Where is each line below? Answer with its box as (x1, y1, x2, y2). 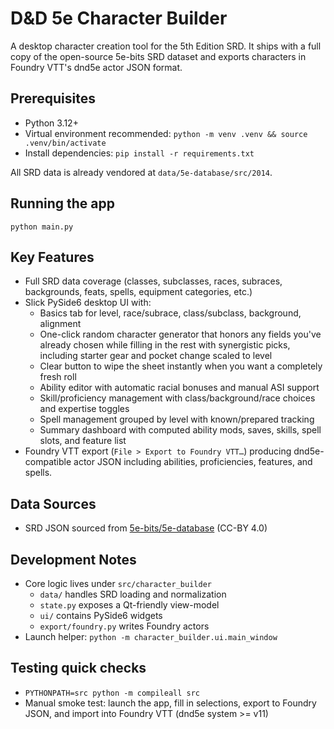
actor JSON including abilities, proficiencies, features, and (73, 456, 313, 468)
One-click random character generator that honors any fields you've (39, 328, 322, 341)
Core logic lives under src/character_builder (24, 578, 212, 589)
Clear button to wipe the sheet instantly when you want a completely (39, 360, 323, 372)
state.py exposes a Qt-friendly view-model (39, 599, 220, 611)
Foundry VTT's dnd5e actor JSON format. (10, 61, 183, 73)
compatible (24, 456, 72, 468)
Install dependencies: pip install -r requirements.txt (24, 147, 255, 159)
